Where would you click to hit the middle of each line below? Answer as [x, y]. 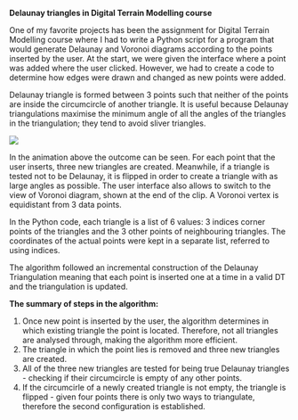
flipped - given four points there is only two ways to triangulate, [138, 397]
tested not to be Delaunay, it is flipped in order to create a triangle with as [144, 176]
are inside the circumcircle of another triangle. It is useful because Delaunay [149, 104]
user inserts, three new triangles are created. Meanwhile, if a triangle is [140, 167]
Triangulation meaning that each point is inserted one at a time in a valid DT [148, 277]
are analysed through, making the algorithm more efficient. [130, 340]
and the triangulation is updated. [69, 286]
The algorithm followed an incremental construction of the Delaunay [134, 268]
